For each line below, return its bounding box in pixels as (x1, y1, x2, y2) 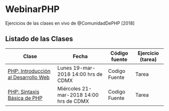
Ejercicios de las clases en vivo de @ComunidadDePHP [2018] (5, 20, 135, 26)
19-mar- (72, 64, 96, 71)
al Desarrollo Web (8, 74, 50, 81)
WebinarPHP (5, 4, 60, 15)
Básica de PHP (8, 94, 43, 101)
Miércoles (57, 85, 81, 92)
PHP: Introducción (8, 67, 51, 74)
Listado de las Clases (5, 35, 73, 43)
